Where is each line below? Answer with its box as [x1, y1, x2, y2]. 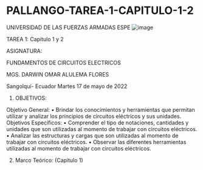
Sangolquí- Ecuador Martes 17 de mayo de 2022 [6, 83, 128, 90]
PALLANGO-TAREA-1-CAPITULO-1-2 [6, 4, 194, 18]
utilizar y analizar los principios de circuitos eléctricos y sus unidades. [6, 112, 182, 120]
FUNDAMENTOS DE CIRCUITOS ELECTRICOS [6, 59, 122, 66]
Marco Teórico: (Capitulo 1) [15, 156, 83, 164]
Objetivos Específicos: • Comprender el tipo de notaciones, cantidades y [6, 119, 189, 126]
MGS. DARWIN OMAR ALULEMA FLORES [6, 70, 109, 78]
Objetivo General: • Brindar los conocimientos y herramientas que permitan [6, 106, 196, 113]
